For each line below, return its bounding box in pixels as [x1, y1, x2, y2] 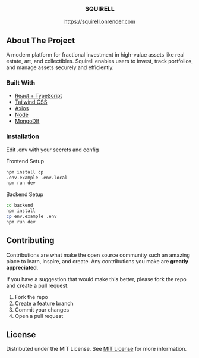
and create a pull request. [6, 282, 69, 289]
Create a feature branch [14, 300, 74, 307]
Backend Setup [6, 191, 43, 198]
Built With [6, 79, 36, 87]
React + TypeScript [14, 92, 62, 99]
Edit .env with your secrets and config [6, 146, 99, 153]
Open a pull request [14, 312, 64, 319]
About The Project [6, 35, 75, 45]
